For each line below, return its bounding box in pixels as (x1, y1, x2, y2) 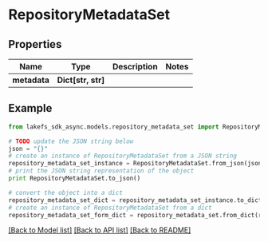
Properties (8, 38, 62, 51)
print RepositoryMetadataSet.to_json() (8, 174, 141, 183)
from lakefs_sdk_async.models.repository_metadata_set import (8, 122, 219, 131)
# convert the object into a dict (8, 188, 124, 196)
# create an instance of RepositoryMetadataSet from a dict (8, 204, 213, 212)
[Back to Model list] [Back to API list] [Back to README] (8, 225, 191, 235)
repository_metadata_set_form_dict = (8, 211, 134, 219)
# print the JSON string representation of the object (8, 167, 195, 175)
